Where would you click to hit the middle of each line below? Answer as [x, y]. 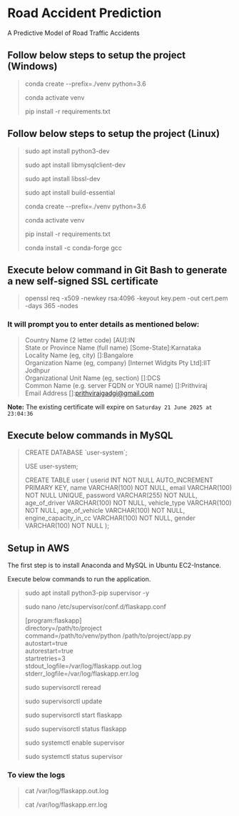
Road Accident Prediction [85, 13]
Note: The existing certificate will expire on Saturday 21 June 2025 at [110, 407]
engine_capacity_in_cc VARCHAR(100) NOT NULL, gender [110, 518]
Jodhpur [37, 370]
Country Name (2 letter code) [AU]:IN [80, 340]
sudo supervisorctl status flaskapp [76, 729]
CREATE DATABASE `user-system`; [76, 453]
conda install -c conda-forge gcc [73, 248]
